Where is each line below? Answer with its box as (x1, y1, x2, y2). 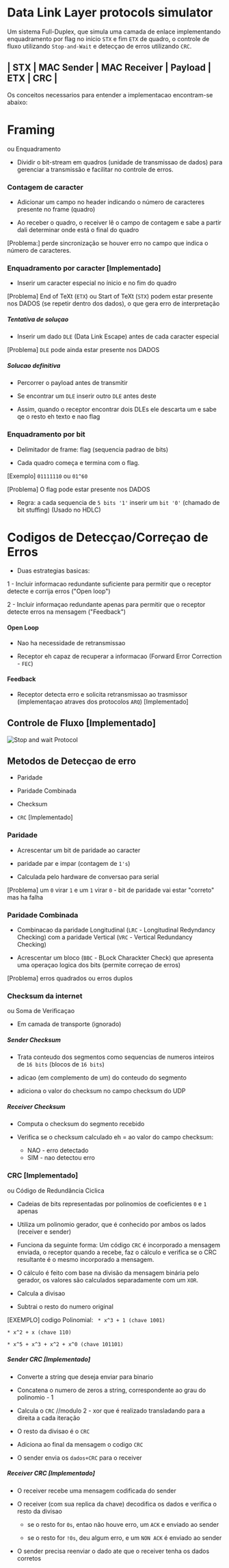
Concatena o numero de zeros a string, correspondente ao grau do (16, 1386, 206, 1394)
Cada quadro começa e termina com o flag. (16, 458, 140, 466)
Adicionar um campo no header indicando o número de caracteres (16, 197, 205, 206)
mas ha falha (7, 893, 43, 901)
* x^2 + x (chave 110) (7, 1329, 72, 1336)
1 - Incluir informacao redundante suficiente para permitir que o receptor (7, 580, 212, 588)
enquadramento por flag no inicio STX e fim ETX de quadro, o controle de (7, 34, 210, 42)
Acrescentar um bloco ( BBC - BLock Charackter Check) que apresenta (16, 954, 214, 962)
